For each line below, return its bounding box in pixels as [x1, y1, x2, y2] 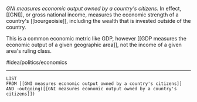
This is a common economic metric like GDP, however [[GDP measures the [6, 35, 186, 42]
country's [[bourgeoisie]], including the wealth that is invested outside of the [6, 18, 191, 24]
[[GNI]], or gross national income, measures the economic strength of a [6, 11, 179, 18]
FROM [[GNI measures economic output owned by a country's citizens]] [6, 81, 182, 87]
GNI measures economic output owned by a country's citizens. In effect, [6, 5, 182, 12]
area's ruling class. [6, 47, 52, 55]
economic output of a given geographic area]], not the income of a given [6, 41, 182, 48]
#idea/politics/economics [6, 59, 67, 66]
